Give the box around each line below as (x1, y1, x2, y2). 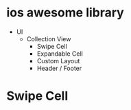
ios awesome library (6, 5, 124, 21)
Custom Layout (36, 56, 80, 65)
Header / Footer (36, 64, 82, 72)
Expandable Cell (36, 49, 83, 58)
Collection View (26, 34, 71, 43)
